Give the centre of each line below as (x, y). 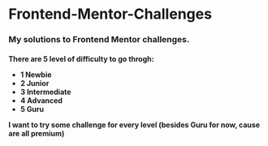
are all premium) (37, 133)
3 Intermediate (45, 92)
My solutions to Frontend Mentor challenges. (99, 40)
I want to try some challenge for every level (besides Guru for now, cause (134, 125)
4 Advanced (41, 100)
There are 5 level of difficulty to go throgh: (81, 58)
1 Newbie (36, 75)
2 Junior (35, 83)
